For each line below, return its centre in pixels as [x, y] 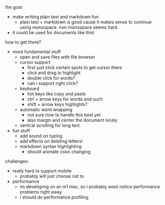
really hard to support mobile [42, 171]
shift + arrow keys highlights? [57, 104]
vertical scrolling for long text [50, 125]
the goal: [14, 7]
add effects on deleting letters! [51, 141]
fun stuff [21, 130]
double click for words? [51, 78]
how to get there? [23, 42]
